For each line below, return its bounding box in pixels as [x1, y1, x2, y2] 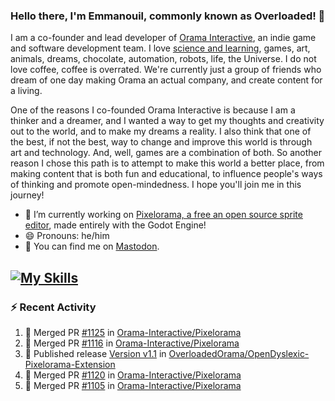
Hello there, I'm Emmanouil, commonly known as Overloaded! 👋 [10, 9, 326, 23]
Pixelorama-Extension [24, 358, 116, 370]
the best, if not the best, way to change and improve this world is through [10, 136, 313, 148]
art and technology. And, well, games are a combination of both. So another [10, 147, 323, 159]
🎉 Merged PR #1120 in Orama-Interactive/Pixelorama [24, 369, 242, 381]
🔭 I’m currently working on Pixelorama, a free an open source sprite [24, 209, 303, 221]
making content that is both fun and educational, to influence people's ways [10, 168, 323, 180]
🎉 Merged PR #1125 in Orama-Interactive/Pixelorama [24, 326, 242, 338]
